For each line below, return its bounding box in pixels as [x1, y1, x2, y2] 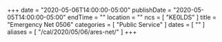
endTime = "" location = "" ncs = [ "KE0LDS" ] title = [68, 13, 217, 21]
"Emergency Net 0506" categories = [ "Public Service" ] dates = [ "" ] [7, 21, 205, 28]
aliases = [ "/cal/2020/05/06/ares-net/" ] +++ [7, 28, 137, 36]
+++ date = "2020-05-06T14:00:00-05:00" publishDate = [7, 6, 172, 14]
